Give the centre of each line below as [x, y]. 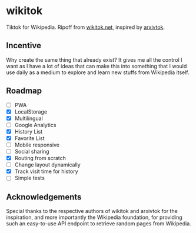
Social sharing [32, 152]
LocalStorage [31, 111]
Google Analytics [35, 125]
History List [29, 131]
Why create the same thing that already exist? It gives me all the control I [94, 59]
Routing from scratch [40, 158]
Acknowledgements [44, 197]
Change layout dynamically [47, 165]
